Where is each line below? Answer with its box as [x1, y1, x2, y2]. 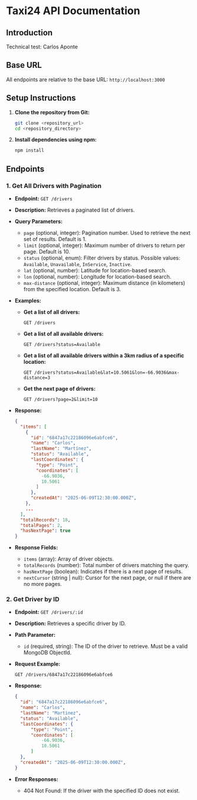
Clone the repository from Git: [14, 108, 90, 116]
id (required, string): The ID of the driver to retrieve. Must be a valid [23, 643, 188, 650]
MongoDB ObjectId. [23, 649, 72, 656]
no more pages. [23, 581, 62, 588]
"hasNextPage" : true [20, 528, 71, 534]
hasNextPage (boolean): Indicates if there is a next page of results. [23, 568, 183, 575]
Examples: [14, 297, 41, 304]
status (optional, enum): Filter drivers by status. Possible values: [23, 254, 180, 261]
